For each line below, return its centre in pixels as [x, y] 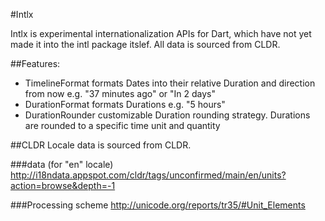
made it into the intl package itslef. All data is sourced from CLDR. [145, 44]
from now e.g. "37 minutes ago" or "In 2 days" [120, 93]
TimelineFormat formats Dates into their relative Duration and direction [170, 83]
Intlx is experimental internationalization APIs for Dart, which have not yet [161, 33]
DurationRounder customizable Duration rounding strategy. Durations [167, 115]
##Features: [35, 63]
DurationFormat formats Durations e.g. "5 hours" [125, 104]
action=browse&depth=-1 [63, 185]
